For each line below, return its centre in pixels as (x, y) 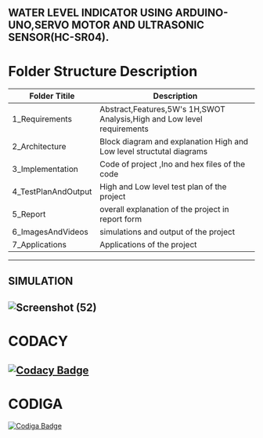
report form (121, 219)
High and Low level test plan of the (163, 187)
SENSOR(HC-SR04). (59, 37)
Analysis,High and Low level (151, 119)
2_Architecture (39, 147)
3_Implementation (45, 170)
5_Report (29, 214)
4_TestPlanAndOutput (52, 192)
